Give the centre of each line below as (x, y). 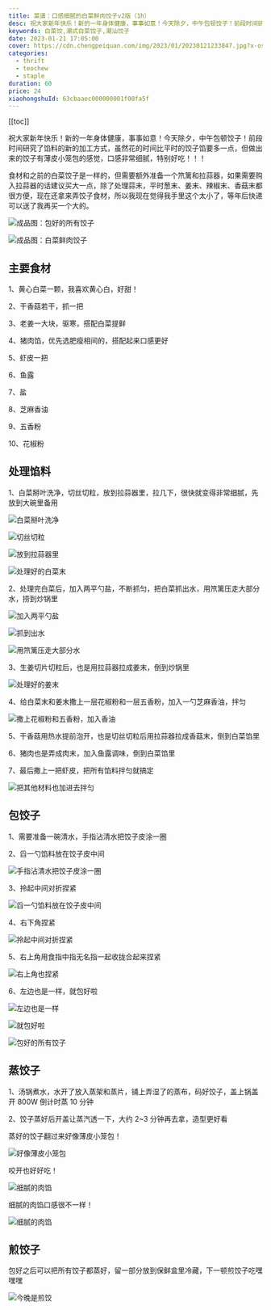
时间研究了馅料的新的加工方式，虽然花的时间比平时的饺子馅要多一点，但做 (132, 148)
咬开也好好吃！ (33, 1170)
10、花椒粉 (26, 444)
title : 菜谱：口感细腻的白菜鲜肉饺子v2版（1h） (79, 16)
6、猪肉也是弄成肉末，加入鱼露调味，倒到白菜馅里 (92, 753)
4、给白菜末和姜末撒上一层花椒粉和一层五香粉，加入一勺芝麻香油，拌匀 (127, 701)
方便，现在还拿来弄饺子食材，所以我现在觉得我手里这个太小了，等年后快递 (139, 196)
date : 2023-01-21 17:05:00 (54, 38)
